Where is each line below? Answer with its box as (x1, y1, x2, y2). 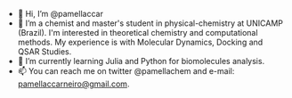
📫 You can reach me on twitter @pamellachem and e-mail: (17, 66, 235, 76)
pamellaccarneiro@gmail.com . (17, 78, 130, 89)
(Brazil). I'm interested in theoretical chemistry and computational (17, 28, 258, 37)
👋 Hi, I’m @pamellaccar (17, 9, 104, 19)
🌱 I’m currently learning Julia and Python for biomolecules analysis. (17, 56, 265, 66)
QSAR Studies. (17, 46, 72, 57)
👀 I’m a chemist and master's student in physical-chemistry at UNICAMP (17, 18, 283, 29)
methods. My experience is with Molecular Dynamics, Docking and (17, 37, 264, 47)
